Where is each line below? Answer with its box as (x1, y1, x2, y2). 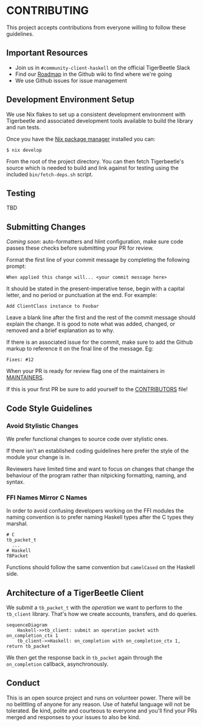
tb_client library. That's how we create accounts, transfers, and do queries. (6, 610, 198, 617)
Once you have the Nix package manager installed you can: (6, 135, 156, 143)
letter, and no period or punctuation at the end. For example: (6, 292, 157, 299)
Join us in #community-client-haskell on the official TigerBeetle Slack (15, 64, 190, 71)
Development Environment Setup (6, 95, 135, 105)
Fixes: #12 (6, 357, 34, 363)
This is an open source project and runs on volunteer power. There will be (6, 694, 191, 701)
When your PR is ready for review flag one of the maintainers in (6, 367, 165, 375)
